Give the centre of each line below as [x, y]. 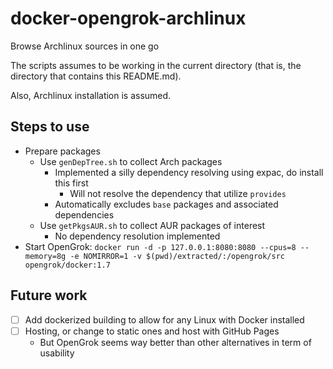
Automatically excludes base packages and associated [166, 204]
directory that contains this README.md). [96, 76]
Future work [49, 295]
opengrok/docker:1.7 [67, 265]
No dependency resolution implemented [137, 236]
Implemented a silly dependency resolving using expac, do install [189, 172]
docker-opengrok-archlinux [128, 18]
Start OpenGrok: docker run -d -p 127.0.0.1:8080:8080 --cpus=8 [160, 246]
